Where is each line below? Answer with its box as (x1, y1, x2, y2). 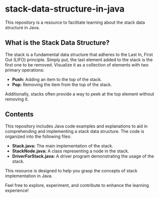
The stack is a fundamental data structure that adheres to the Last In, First (5, 51, 153, 57)
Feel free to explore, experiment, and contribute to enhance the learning (5, 182, 149, 188)
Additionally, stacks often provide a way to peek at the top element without (5, 91, 154, 97)
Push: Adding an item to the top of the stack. (12, 76, 102, 82)
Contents (5, 110, 34, 118)
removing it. (5, 96, 29, 102)
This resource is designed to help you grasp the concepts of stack (5, 167, 138, 173)
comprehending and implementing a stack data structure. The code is (5, 128, 144, 134)
